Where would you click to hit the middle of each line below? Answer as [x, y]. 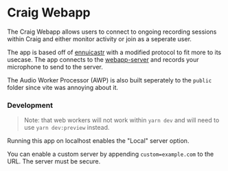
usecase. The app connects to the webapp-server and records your [103, 59]
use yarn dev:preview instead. [67, 128]
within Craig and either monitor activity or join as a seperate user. [100, 38]
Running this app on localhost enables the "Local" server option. [98, 141]
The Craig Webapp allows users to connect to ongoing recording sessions [112, 32]
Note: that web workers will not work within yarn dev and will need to [122, 120]
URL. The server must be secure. [54, 161]
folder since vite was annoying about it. [63, 87]
